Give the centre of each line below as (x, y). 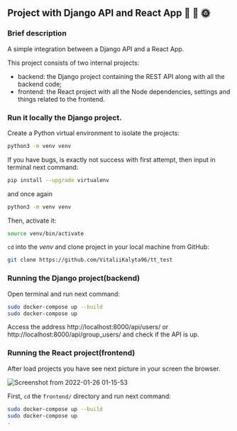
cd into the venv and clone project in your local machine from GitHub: (108, 247)
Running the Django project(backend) (74, 278)
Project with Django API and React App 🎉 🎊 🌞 (109, 13)
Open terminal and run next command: (64, 294)
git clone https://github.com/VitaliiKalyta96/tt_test (90, 260)
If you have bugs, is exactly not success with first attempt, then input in (111, 159)
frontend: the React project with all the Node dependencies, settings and (124, 91)
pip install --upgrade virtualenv (59, 180)
